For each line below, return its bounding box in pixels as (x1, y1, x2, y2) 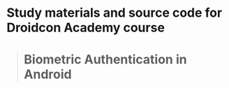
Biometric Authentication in (23, 52, 187, 68)
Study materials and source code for (6, 5, 223, 21)
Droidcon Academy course (6, 20, 165, 36)
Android (23, 66, 72, 82)
